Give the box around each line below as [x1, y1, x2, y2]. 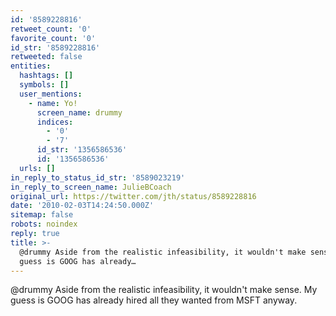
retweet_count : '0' [10, 24, 92, 34]
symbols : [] [19, 80, 70, 90]
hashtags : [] [19, 71, 74, 81]
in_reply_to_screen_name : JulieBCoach [10, 182, 172, 192]
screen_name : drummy [36, 107, 123, 118]
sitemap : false [10, 210, 74, 220]
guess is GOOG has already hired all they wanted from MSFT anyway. [10, 294, 298, 306]
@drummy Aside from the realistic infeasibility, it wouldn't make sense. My [10, 284, 318, 296]
